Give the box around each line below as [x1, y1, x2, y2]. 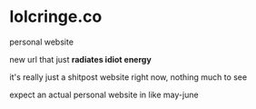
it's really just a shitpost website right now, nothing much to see [9, 71, 248, 83]
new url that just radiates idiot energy [9, 54, 152, 64]
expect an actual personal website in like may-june [9, 89, 199, 100]
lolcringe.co [9, 6, 103, 27]
